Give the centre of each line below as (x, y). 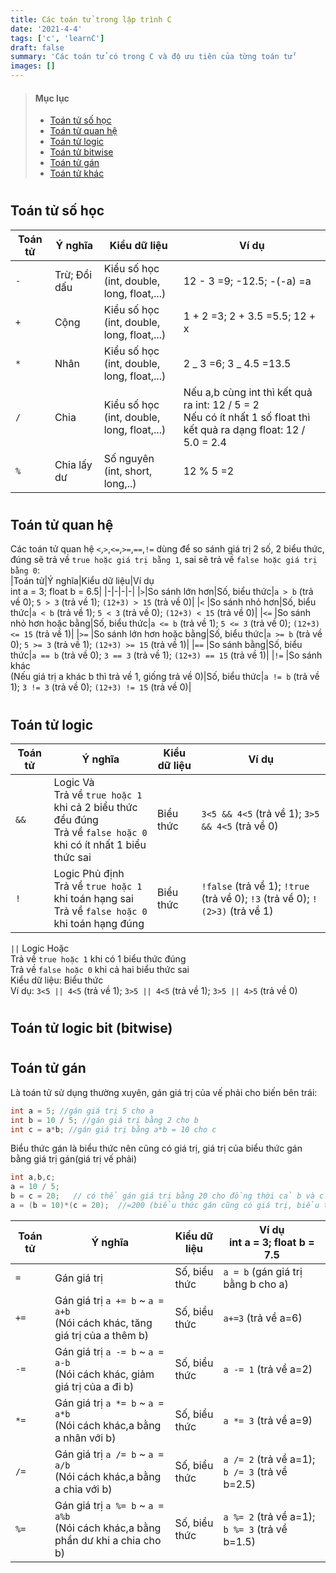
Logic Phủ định (89, 874)
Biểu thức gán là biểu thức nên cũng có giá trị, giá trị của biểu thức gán (156, 1148)
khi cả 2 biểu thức (95, 808)
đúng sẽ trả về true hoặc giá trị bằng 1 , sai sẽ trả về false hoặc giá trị (164, 560)
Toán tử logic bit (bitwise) (91, 1028)
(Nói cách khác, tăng (103, 1323)
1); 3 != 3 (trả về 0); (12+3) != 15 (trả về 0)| (101, 687)
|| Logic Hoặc (40, 948)
